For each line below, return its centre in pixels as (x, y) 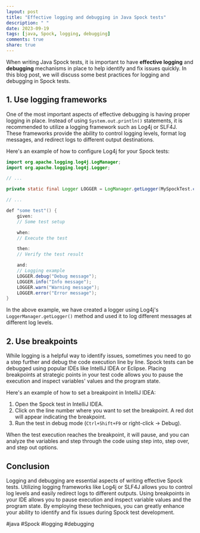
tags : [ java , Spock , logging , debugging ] (58, 34)
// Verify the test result (50, 254)
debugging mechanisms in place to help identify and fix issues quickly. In (96, 68)
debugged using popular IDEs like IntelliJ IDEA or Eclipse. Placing (86, 368)
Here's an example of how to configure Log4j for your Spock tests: (88, 151)
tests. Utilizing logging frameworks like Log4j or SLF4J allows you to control (99, 486)
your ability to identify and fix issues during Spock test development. (90, 512)
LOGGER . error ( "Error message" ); (57, 293)
